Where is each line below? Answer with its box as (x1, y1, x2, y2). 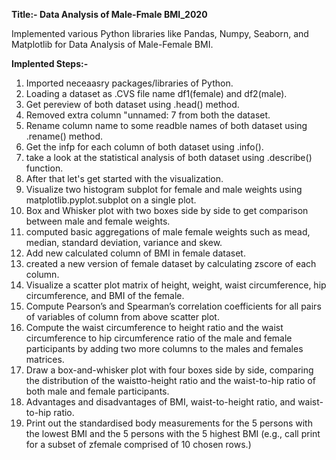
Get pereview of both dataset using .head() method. (25, 99, 240, 110)
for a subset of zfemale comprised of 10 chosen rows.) (25, 439, 252, 450)
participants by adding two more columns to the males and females (25, 343, 304, 354)
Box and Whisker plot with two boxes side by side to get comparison (25, 205, 309, 216)
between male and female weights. (25, 215, 171, 227)
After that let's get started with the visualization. (25, 173, 224, 184)
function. (25, 162, 64, 174)
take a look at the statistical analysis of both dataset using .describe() (25, 152, 313, 163)
